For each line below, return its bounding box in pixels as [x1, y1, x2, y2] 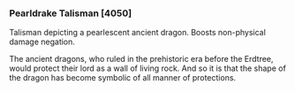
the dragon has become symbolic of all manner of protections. [9, 73, 237, 83]
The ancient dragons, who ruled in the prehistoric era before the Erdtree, [9, 54, 274, 65]
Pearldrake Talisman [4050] [9, 7, 132, 19]
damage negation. [9, 36, 75, 47]
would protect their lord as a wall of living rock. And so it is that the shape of [9, 63, 287, 73]
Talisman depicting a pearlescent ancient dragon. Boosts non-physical [9, 27, 267, 38]
